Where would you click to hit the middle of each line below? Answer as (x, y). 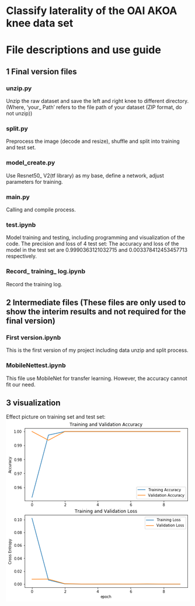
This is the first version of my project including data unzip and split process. (97, 350)
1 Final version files (41, 71)
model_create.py (31, 163)
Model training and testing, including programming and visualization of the (95, 238)
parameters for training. (34, 182)
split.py (17, 128)
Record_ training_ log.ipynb (46, 272)
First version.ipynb (34, 337)
